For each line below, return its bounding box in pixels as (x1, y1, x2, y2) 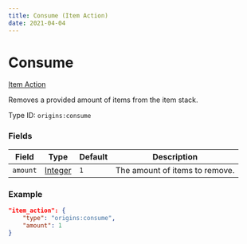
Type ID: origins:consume (8, 111, 92, 120)
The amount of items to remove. (115, 164, 235, 175)
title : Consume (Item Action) (8, 11, 109, 20)
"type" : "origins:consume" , (22, 214, 116, 222)
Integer (45, 164, 72, 175)
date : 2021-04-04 (8, 19, 66, 27)
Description (152, 151, 198, 162)
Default (79, 151, 108, 162)
